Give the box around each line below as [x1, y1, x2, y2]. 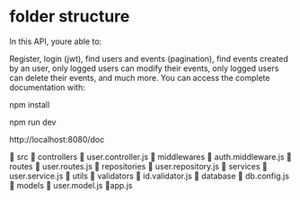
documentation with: [9, 82, 85, 92]
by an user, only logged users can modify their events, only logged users [9, 63, 279, 74]
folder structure [9, 6, 130, 27]
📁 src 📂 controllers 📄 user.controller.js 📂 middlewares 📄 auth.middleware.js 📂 [9, 151, 292, 162]
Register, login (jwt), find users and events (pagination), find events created [9, 53, 289, 64]
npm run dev [9, 117, 57, 127]
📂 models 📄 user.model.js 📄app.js [9, 179, 133, 190]
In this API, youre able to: [9, 36, 102, 47]
